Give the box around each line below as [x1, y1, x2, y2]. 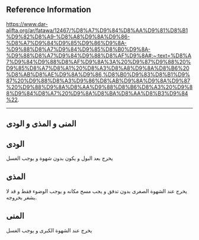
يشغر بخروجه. [6, 194, 37, 201]
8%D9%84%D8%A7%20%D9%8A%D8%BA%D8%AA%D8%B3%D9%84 [6, 89, 188, 97]
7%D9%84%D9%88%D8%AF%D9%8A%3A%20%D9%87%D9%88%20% [6, 58, 191, 65]
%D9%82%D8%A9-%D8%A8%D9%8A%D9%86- [6, 33, 130, 40]
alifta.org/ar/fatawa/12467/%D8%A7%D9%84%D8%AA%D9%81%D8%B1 [6, 27, 188, 34]
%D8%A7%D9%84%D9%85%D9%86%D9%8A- [6, 39, 127, 46]
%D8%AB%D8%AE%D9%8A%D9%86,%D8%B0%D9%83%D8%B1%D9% [6, 71, 191, 78]
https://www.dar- [6, 20, 49, 27]
